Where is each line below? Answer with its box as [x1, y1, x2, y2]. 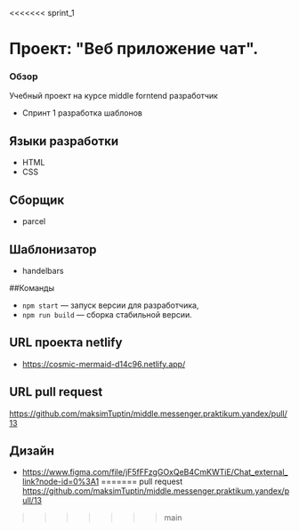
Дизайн [9, 443, 55, 458]
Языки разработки [9, 133, 118, 149]
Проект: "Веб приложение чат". [9, 39, 259, 59]
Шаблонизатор [9, 242, 97, 257]
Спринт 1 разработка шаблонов [21, 108, 142, 118]
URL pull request [9, 384, 103, 399]
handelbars [21, 265, 64, 276]
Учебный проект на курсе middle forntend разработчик [9, 91, 218, 101]
